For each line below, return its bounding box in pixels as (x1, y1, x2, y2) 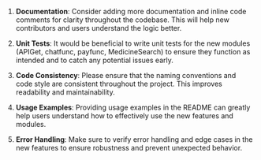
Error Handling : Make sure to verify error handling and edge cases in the (15, 135, 253, 144)
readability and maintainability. (15, 87, 116, 97)
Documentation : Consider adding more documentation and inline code (15, 7, 247, 16)
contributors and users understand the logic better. (15, 24, 182, 32)
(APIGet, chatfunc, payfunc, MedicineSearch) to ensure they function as (15, 47, 251, 56)
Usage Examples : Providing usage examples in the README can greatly (15, 102, 251, 112)
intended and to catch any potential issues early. (15, 55, 173, 65)
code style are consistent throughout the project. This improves (15, 79, 223, 88)
